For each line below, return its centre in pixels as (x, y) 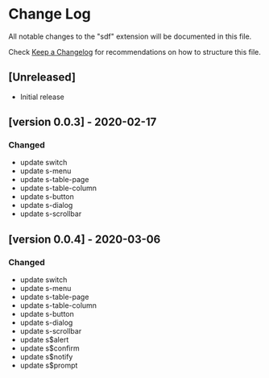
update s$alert (44, 340)
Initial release (42, 97)
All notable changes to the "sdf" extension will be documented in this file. (130, 36)
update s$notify (46, 357)
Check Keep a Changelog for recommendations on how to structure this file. (135, 52)
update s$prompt (49, 366)
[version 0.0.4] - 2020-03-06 (85, 239)
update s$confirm (50, 348)
